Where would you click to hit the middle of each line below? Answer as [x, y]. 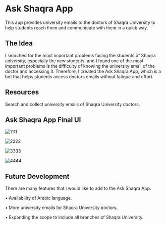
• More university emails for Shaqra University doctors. [61, 208]
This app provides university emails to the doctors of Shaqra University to [80, 22]
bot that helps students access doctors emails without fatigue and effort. [79, 76]
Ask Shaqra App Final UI [43, 120]
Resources [22, 92]
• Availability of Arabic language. [39, 198]
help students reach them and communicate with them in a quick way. [77, 27]
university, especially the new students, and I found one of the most [74, 61]
